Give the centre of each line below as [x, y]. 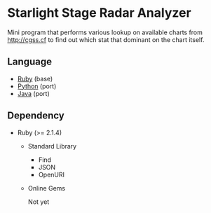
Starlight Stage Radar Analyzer [99, 13]
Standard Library [52, 146]
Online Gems [46, 188]
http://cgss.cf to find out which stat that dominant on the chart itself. [106, 39]
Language [30, 62]
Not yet [39, 202]
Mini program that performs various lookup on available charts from [105, 32]
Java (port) [34, 93]
